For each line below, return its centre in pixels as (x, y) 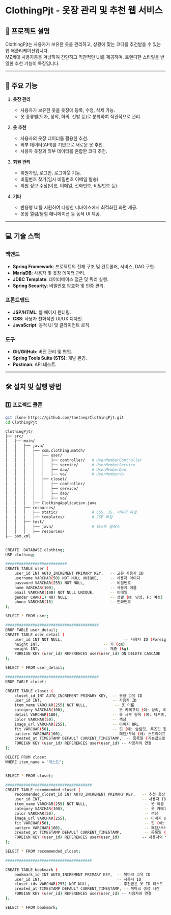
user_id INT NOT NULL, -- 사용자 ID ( (83, 639)
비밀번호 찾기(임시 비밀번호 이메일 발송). (60, 179)
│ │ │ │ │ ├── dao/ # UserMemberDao (66, 470)
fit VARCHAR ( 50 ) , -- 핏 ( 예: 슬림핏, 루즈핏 (88, 729)
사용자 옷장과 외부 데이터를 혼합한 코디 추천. (64, 151)
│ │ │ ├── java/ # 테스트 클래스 (63, 527)
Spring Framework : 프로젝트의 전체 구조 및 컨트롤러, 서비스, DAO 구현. (84, 266)
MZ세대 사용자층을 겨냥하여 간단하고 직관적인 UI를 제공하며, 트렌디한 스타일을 (82, 57)
